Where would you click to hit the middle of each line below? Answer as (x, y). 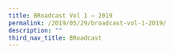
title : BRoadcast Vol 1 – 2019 (61, 15)
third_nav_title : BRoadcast (55, 38)
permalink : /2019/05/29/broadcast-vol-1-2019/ (87, 23)
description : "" (35, 30)
